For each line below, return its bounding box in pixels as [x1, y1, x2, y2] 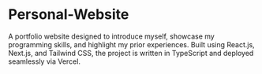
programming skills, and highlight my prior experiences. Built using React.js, [8, 39, 255, 49]
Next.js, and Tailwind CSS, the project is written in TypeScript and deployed [8, 48, 254, 57]
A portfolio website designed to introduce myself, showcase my [8, 31, 215, 41]
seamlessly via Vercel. [8, 57, 81, 66]
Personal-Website [8, 6, 129, 24]
